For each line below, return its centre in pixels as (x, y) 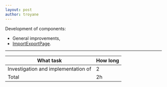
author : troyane (22, 14)
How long (108, 60)
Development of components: (36, 28)
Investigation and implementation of (49, 69)
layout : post (19, 10)
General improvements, (36, 38)
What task (49, 60)
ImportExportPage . (32, 43)
